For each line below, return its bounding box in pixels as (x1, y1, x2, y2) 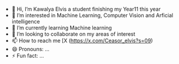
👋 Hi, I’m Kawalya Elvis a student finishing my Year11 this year (11, 6, 161, 12)
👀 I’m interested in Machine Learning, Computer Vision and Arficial (11, 12, 174, 19)
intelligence (11, 18, 40, 25)
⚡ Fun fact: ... (11, 52, 44, 59)
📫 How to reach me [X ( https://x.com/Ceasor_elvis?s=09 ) (11, 37, 153, 44)
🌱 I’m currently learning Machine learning (11, 24, 112, 31)
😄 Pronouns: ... (11, 46, 50, 52)
